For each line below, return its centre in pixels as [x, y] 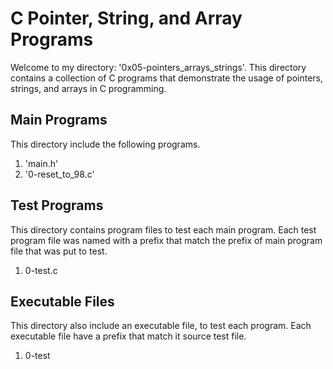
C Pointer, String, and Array [126, 18]
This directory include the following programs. [105, 144]
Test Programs [57, 205]
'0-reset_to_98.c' [59, 174]
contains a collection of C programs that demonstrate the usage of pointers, [167, 78]
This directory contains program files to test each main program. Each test [163, 229]
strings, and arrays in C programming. [88, 88]
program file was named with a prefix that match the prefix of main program [166, 240]
